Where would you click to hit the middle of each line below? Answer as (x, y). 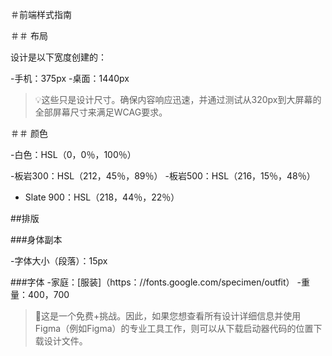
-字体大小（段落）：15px (59, 261)
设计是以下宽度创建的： (58, 57)
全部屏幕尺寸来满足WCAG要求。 (101, 112)
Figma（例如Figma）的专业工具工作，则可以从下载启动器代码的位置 (174, 328)
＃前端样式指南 (41, 14)
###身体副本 (36, 239)
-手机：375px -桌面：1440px (70, 78)
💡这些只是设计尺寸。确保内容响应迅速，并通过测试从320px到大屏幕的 (178, 99)
